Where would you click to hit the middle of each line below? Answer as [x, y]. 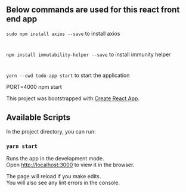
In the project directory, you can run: [51, 131]
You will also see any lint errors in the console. [63, 183]
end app [22, 19]
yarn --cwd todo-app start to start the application [68, 75]
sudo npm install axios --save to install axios [63, 33]
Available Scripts [38, 117]
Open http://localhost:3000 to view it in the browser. [70, 165]
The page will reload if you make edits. [54, 176]
